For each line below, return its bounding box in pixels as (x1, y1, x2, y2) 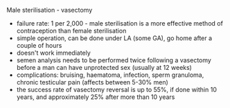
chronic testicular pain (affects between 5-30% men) (16, 78, 169, 86)
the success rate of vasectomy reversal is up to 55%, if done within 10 (16, 86, 218, 93)
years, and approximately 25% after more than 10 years (16, 93, 175, 101)
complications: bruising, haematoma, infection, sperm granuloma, (16, 71, 204, 79)
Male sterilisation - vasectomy (6, 6, 93, 14)
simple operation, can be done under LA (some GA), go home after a (16, 34, 213, 42)
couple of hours (16, 42, 62, 49)
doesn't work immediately (16, 48, 91, 57)
